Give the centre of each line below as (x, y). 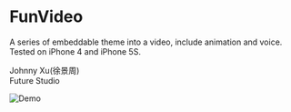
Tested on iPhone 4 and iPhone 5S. (75, 51)
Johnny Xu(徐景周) (45, 70)
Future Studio (35, 80)
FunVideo (46, 17)
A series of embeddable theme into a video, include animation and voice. (146, 42)
